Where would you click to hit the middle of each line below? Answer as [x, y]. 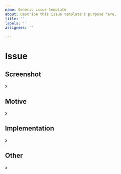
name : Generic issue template [36, 10]
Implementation [30, 128]
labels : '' [16, 23]
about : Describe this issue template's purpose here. [61, 14]
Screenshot [23, 74]
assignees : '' [20, 28]
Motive [16, 101]
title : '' [15, 19]
